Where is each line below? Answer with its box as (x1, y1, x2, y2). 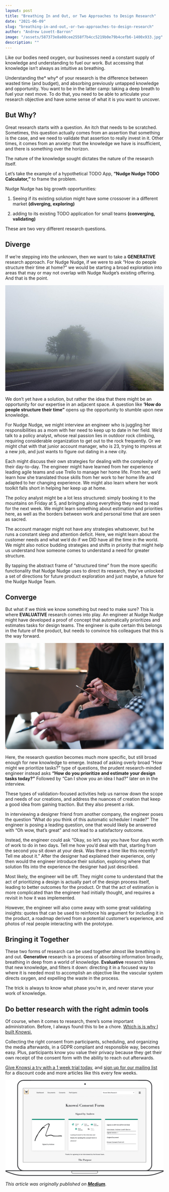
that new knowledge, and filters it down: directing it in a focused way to (5, 964, 153, 970)
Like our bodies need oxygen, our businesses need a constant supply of (5, 54, 155, 60)
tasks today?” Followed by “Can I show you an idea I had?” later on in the (5, 776, 158, 782)
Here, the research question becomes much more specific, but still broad (5, 754, 157, 760)
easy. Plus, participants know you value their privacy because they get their (5, 1049, 162, 1056)
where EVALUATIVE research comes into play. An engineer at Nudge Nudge (5, 612, 163, 618)
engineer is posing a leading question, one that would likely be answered (5, 821, 156, 828)
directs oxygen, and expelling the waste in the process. (5, 975, 120, 981)
